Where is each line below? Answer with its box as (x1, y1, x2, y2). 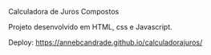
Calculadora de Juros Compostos (8, 7, 120, 16)
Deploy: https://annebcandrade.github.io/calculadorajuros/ (8, 37, 203, 47)
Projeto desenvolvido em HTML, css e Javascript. (8, 22, 172, 31)
